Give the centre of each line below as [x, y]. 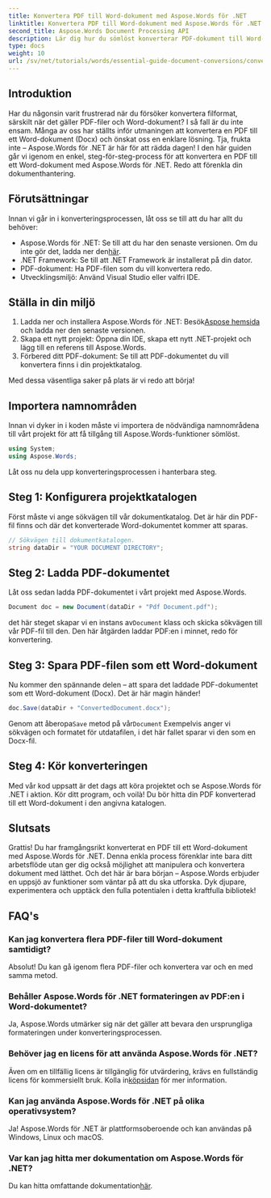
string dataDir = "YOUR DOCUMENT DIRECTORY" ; [86, 548]
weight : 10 [27, 53]
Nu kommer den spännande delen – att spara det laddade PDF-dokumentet [133, 684]
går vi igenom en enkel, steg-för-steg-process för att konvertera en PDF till [133, 156]
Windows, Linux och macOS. [56, 1137]
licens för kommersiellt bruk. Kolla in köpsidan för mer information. [118, 1080]
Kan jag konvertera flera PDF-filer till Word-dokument [116, 939]
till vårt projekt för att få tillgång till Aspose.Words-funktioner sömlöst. [124, 434]
